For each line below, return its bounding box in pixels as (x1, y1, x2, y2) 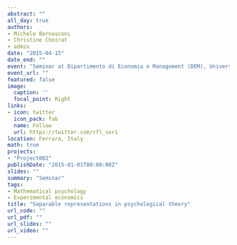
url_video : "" (7, 227, 49, 234)
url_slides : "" (7, 220, 52, 227)
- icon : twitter (7, 109, 55, 116)
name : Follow (13, 121, 52, 129)
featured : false (7, 76, 55, 83)
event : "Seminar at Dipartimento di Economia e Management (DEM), (7, 63, 207, 70)
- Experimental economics (7, 194, 83, 201)
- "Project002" (7, 155, 52, 162)
